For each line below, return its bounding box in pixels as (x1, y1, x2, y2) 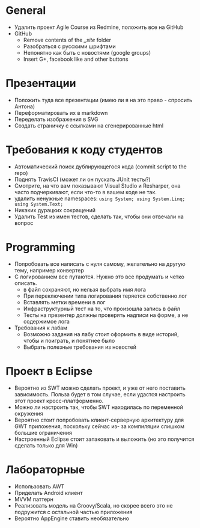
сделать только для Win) (14, 441, 78, 449)
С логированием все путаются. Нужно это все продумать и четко (14, 273, 184, 280)
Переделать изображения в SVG (14, 115, 98, 123)
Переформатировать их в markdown (14, 109, 108, 116)
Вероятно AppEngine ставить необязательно (14, 515, 130, 522)
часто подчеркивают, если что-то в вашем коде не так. (14, 188, 157, 195)
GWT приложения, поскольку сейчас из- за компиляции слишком (14, 422, 184, 430)
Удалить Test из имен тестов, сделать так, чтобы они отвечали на (14, 213, 184, 220)
